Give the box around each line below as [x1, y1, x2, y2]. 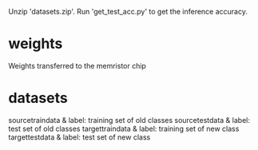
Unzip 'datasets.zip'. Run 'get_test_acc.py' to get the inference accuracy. [8, 7, 248, 16]
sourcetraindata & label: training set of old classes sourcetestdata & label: [8, 115, 250, 124]
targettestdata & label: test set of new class [8, 132, 151, 142]
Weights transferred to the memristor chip [8, 61, 146, 70]
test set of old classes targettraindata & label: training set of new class [8, 124, 240, 133]
